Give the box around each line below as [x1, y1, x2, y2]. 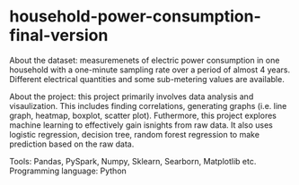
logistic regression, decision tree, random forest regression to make [9, 129, 260, 139]
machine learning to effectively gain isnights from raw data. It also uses [9, 119, 274, 130]
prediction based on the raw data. [9, 139, 135, 149]
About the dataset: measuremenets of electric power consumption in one [9, 55, 280, 65]
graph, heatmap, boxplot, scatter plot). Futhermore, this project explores [9, 110, 277, 121]
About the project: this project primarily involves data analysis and [9, 91, 254, 102]
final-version [9, 25, 109, 46]
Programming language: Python [9, 165, 128, 176]
